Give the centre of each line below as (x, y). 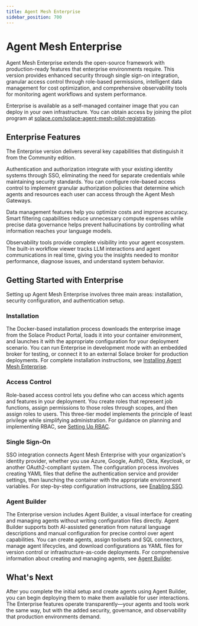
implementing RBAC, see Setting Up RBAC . (58, 426)
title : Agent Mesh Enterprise (43, 12)
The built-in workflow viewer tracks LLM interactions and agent (83, 249)
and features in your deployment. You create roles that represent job (89, 401)
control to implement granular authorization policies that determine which (95, 188)
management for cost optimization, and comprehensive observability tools (97, 88)
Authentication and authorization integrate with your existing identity (90, 169)
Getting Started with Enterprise (65, 280)
